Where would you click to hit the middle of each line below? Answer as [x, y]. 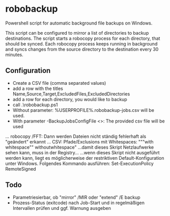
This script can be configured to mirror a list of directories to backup [77, 33]
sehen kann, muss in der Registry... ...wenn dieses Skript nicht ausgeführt [82, 152]
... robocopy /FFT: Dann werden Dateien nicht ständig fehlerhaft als [76, 136]
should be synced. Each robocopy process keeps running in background [81, 43]
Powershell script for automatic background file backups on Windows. [79, 23]
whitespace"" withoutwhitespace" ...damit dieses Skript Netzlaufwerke [80, 147]
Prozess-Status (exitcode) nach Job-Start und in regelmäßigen [79, 203]
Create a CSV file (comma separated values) [59, 83]
